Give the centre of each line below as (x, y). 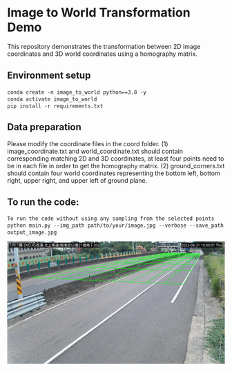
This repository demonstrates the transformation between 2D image (104, 46)
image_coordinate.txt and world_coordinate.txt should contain (95, 151)
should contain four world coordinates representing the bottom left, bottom (114, 173)
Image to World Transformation (99, 13)
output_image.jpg (32, 232)
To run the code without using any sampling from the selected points (111, 219)
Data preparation (44, 127)
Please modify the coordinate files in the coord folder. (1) (88, 143)
